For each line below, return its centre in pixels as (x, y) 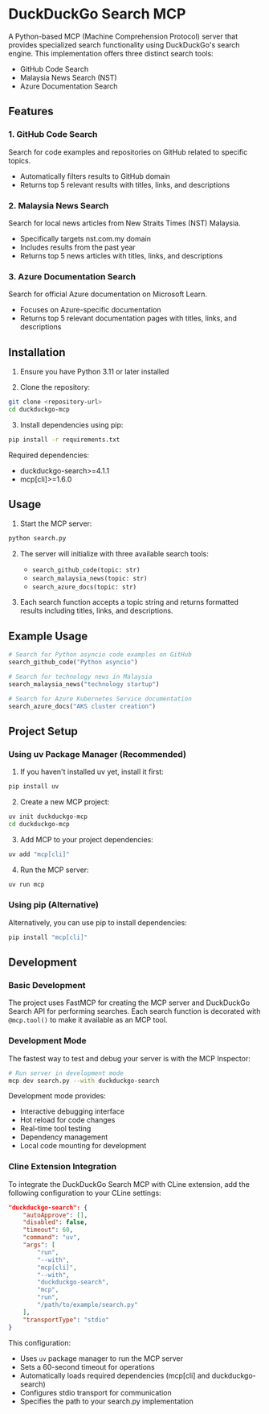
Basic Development (47, 985)
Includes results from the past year (78, 247)
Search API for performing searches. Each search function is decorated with (134, 1011)
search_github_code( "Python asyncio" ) (73, 662)
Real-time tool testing (55, 1129)
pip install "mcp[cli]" (48, 937)
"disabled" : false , (55, 1222)
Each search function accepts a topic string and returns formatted (129, 602)
